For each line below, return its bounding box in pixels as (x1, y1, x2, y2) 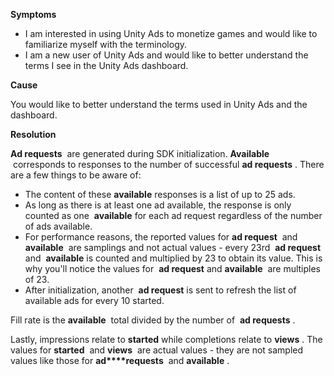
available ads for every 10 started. (24, 295, 165, 306)
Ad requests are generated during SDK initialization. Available (10, 148, 270, 159)
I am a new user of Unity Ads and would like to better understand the (24, 49, 309, 61)
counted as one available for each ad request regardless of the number (24, 210, 323, 221)
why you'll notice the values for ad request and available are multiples (24, 263, 322, 274)
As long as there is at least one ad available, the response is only (24, 199, 292, 211)
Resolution (10, 129, 57, 140)
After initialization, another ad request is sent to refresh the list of (24, 284, 297, 296)
